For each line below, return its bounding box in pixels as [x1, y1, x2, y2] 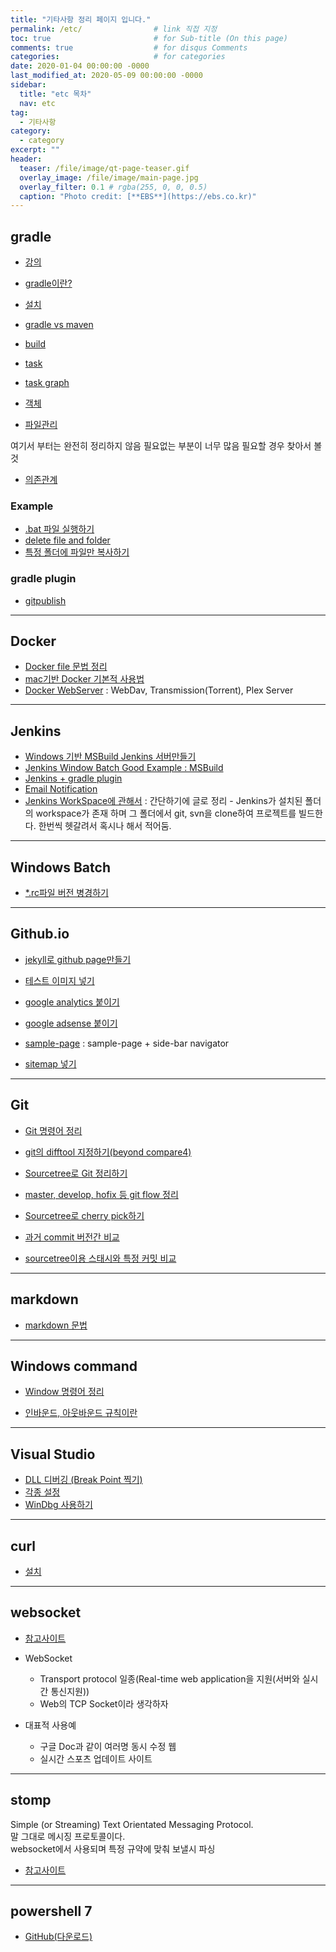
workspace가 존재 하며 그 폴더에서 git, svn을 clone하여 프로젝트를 [35, 807, 297, 820]
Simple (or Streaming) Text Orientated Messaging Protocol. [10, 1818, 254, 1830]
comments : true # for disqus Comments [10, 42, 248, 53]
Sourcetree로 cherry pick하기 [24, 1209, 145, 1221]
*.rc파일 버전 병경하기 [24, 887, 109, 899]
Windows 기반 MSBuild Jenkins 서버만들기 [24, 751, 197, 763]
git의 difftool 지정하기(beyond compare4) [24, 1146, 192, 1158]
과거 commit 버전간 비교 [24, 1231, 120, 1243]
